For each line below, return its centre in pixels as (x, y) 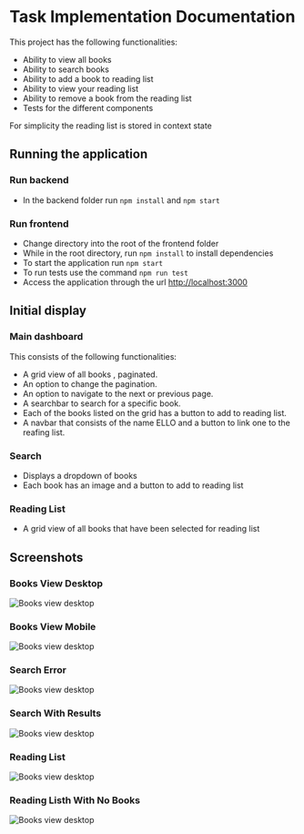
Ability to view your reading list (81, 88)
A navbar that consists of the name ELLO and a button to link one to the (157, 422)
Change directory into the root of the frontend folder (121, 243)
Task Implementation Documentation (152, 17)
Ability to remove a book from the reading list (107, 98)
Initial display (48, 311)
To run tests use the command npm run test (105, 272)
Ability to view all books (67, 59)
